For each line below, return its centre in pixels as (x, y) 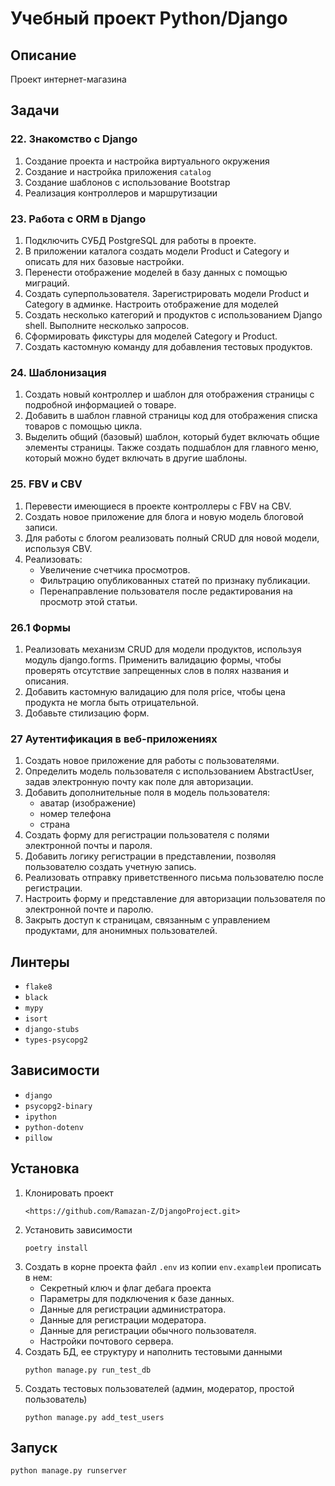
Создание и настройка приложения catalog (118, 171)
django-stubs (52, 1029)
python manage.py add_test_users (94, 1417)
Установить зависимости (78, 1229)
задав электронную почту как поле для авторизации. (139, 782)
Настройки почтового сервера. (106, 1341)
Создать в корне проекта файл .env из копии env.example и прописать (173, 1266)
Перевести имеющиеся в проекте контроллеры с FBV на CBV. (158, 506)
